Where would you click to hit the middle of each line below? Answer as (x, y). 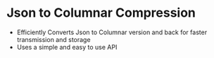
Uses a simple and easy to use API (67, 47)
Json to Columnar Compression (101, 13)
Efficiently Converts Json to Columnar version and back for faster (112, 32)
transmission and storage (53, 39)
